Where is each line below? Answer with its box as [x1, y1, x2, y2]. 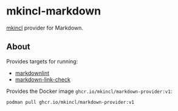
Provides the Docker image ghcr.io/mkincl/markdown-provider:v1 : [6, 87, 173, 95]
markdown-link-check [15, 75, 71, 83]
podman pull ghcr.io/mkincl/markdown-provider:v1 [6, 99, 135, 105]
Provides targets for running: [6, 57, 78, 65]
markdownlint [15, 69, 50, 77]
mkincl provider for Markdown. [6, 24, 84, 31]
